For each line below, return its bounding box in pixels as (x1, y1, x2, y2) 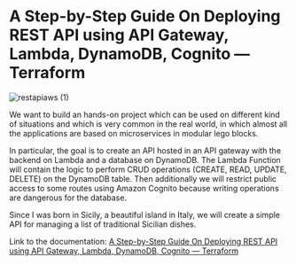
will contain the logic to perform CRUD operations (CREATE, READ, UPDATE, (9, 164, 287, 175)
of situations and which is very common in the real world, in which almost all (9, 118, 288, 129)
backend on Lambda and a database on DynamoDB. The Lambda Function (9, 154, 281, 165)
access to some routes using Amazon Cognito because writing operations (9, 183, 279, 193)
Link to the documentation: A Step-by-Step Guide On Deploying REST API (9, 236, 278, 246)
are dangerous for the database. (9, 192, 127, 203)
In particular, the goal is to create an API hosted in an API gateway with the (9, 144, 282, 156)
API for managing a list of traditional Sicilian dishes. (9, 219, 197, 230)
